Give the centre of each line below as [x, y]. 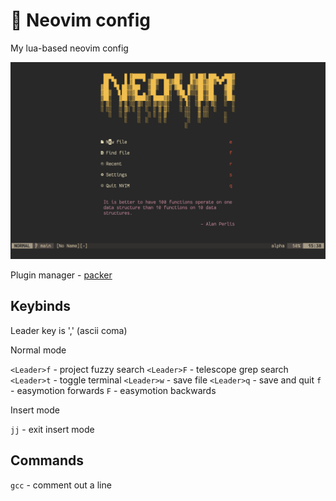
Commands [47, 460]
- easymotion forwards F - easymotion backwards [113, 390]
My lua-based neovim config [69, 48]
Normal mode [38, 350]
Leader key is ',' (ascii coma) [69, 330]
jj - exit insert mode [52, 429]
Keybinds [41, 306]
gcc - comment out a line [61, 485]
